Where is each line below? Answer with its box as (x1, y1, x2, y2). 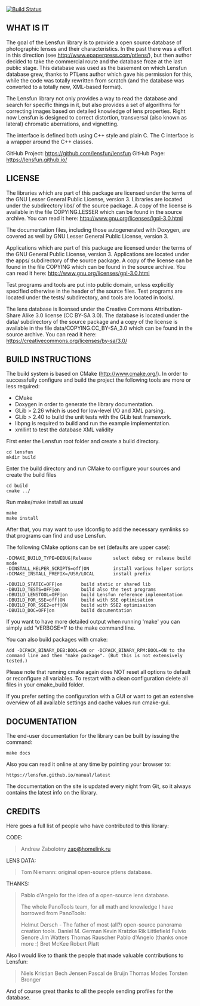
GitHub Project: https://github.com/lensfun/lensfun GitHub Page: (6, 149, 165, 157)
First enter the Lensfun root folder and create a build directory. (6, 438, 160, 445)
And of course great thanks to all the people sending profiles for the (6, 987, 173, 995)
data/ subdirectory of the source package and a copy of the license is (6, 318, 178, 325)
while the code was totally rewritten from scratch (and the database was (6, 76, 184, 84)
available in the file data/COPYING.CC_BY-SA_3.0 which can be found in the (6, 324, 193, 332)
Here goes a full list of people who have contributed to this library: (6, 822, 169, 830)
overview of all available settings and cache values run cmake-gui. (6, 699, 170, 706)
